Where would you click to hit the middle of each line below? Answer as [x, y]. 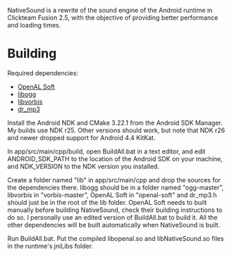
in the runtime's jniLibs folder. [50, 246]
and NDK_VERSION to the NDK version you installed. [84, 166]
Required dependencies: [43, 73]
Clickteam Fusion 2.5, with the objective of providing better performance [113, 18]
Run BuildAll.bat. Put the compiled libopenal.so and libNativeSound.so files [116, 238]
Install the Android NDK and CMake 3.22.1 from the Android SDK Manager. [115, 123]
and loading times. [34, 25]
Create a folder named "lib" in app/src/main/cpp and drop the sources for [114, 180]
